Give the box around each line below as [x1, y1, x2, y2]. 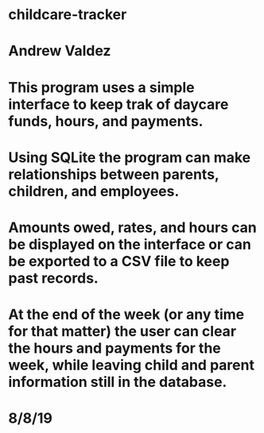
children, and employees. [8, 182, 180, 200]
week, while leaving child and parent [8, 356, 254, 374]
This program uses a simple [8, 78, 195, 96]
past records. [8, 269, 99, 287]
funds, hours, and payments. [8, 112, 204, 130]
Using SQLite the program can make [8, 149, 251, 166]
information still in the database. [8, 373, 227, 391]
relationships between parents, [8, 165, 219, 184]
